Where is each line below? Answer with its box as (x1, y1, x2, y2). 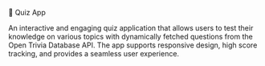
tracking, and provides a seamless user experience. (8, 49, 179, 58)
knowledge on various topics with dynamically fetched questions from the (8, 32, 253, 41)
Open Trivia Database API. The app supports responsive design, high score (8, 40, 258, 50)
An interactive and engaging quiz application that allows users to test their (8, 23, 254, 32)
